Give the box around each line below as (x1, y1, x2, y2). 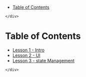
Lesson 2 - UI (12, 52, 41, 58)
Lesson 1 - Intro (12, 47, 45, 53)
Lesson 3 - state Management (12, 57, 75, 63)
